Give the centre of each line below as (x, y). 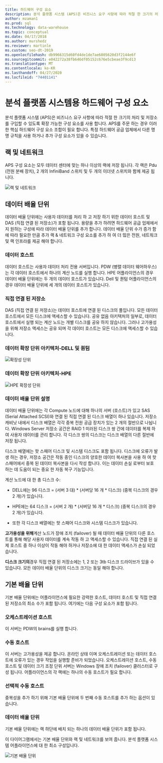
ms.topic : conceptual (27, 32)
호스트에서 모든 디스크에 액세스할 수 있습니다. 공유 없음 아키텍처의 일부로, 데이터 (81, 316)
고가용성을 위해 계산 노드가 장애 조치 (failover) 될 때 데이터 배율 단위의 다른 (75, 533)
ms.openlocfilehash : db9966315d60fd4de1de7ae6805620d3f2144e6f (71, 55)
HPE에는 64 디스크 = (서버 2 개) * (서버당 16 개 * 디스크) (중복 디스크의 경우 (84, 506)
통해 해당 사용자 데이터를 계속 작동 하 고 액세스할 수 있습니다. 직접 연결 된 (83, 539)
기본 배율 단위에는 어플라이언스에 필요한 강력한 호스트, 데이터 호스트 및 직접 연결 (81, 597)
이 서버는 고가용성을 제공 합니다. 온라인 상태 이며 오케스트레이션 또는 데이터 (76, 654)
